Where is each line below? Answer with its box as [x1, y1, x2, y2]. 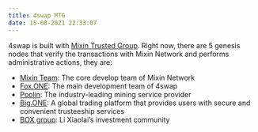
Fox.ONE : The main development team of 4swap [19, 81, 178, 91]
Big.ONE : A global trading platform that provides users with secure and [19, 98, 251, 107]
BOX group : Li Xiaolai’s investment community [19, 115, 170, 124]
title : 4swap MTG [8, 11, 66, 20]
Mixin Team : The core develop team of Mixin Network [19, 73, 195, 82]
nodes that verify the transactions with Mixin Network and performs [8, 49, 230, 58]
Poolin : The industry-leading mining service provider [19, 89, 192, 99]
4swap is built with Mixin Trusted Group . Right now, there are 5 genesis [8, 40, 241, 50]
